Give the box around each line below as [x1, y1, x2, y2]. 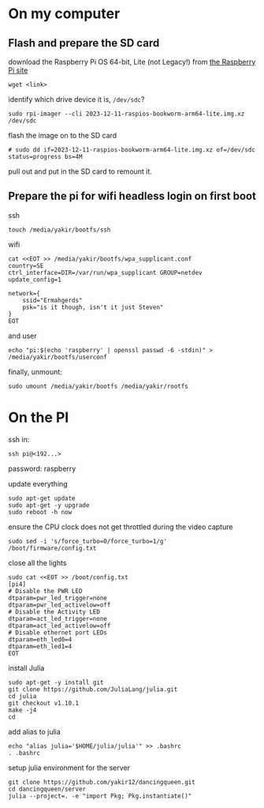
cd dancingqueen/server [8, 785, 87, 793]
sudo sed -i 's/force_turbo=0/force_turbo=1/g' [8, 537, 168, 545]
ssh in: [8, 434, 30, 444]
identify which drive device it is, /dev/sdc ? [8, 95, 145, 103]
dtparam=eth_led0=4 [8, 635, 73, 644]
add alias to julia [8, 727, 61, 736]
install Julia [8, 663, 45, 672]
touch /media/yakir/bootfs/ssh [8, 226, 111, 234]
